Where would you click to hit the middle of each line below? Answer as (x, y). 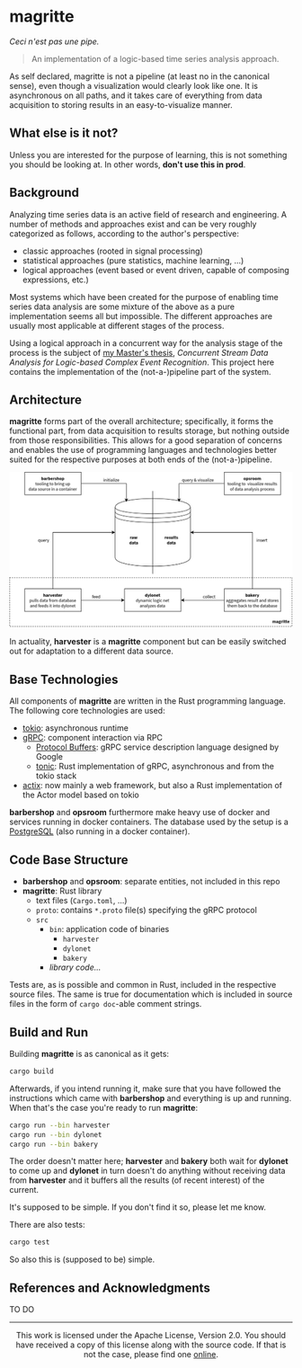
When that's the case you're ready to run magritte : (104, 1107)
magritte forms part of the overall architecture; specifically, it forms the (142, 422)
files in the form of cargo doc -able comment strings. (106, 1004)
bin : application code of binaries (109, 929)
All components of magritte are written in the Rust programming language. (147, 701)
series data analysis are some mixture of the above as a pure (122, 306)
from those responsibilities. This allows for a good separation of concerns (146, 440)
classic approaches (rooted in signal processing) (113, 251)
